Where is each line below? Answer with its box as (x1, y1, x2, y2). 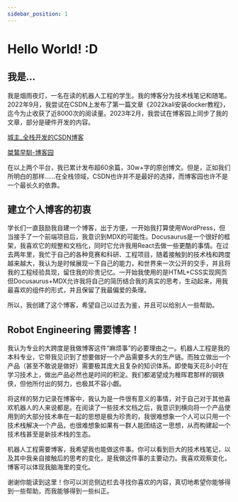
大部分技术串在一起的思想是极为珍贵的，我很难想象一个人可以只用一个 (25, 413, 231, 421)
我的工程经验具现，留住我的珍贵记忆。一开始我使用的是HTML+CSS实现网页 (7, 268, 228, 277)
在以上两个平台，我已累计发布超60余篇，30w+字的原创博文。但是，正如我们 (7, 163, 231, 171)
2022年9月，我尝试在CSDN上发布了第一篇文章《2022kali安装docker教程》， (7, 100, 229, 109)
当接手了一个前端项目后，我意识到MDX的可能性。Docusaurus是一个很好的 (7, 232, 225, 241)
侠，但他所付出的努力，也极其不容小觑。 (7, 379, 125, 388)
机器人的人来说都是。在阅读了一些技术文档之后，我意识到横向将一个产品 (13, 403, 225, 412)
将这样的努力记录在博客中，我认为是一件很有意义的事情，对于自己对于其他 (7, 395, 225, 403)
